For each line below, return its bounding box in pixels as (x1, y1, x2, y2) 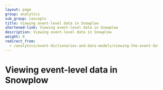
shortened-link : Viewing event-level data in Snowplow (5, 25, 118, 30)
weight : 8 (5, 35, 25, 39)
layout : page (5, 7, 32, 12)
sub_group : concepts (5, 16, 47, 21)
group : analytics (5, 12, 40, 17)
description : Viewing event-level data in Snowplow (5, 30, 112, 35)
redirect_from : (5, 39, 36, 44)
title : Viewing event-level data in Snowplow (5, 20, 98, 26)
